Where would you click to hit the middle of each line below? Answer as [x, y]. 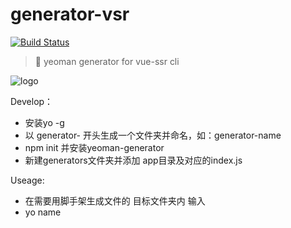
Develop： [32, 101]
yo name [43, 212]
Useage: [27, 180]
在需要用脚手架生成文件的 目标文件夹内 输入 [115, 200]
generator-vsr [70, 14]
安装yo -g [44, 122]
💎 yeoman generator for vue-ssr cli [107, 61]
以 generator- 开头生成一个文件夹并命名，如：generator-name [153, 135]
